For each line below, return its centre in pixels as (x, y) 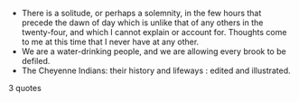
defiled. (36, 61)
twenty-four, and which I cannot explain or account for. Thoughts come (154, 32)
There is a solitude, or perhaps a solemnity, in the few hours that (141, 13)
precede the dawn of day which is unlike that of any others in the (142, 23)
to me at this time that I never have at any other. (110, 42)
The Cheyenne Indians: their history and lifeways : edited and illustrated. (156, 70)
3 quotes (25, 88)
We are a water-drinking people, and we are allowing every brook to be (154, 51)
